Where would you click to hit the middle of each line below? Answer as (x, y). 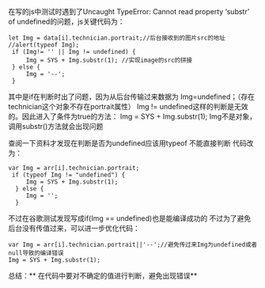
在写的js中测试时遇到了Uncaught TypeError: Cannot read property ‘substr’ (129, 11)
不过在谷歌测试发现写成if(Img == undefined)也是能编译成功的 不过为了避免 (130, 218)
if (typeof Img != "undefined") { (68, 175)
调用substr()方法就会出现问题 (56, 126)
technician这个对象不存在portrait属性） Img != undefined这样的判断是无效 (128, 106)
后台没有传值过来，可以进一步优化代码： (74, 228)
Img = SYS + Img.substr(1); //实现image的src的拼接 (109, 60)
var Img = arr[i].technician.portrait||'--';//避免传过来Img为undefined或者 (133, 244)
